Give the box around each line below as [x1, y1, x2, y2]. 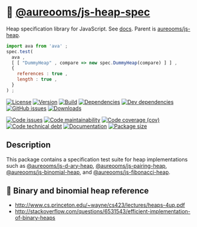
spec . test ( [6, 48, 33, 54]
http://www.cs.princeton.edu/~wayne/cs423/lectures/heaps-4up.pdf [14, 201, 185, 208]
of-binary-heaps [14, 214, 56, 222]
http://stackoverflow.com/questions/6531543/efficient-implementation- [14, 208, 191, 215]
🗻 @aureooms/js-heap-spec [6, 5, 150, 19]
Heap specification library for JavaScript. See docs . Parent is [6, 25, 156, 32]
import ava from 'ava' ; [6, 43, 68, 49]
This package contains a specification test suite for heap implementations [6, 155, 188, 163]
